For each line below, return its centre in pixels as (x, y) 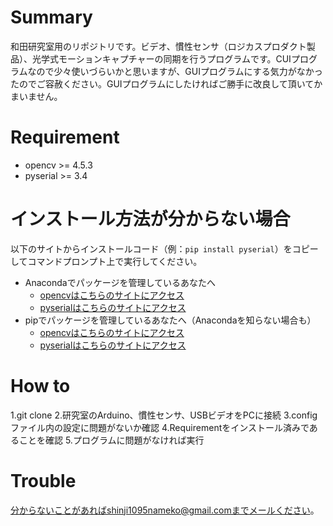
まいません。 (36, 96)
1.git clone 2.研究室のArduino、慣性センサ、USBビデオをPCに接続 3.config (164, 415)
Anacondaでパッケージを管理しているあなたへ (120, 282)
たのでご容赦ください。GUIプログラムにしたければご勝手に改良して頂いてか (166, 83)
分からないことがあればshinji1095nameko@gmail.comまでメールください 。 (165, 510)
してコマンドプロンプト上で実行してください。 (106, 261)
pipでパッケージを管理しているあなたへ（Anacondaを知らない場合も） (170, 320)
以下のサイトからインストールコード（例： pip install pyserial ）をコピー (164, 248)
